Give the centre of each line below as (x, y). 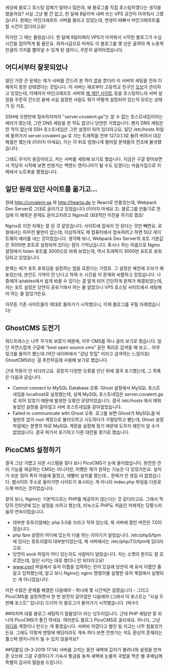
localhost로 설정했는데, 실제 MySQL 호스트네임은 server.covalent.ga (95, 395)
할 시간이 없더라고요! (25, 26)
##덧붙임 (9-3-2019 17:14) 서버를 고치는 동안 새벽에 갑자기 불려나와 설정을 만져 (83, 650)
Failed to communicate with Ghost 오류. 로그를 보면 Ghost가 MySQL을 (84, 413)
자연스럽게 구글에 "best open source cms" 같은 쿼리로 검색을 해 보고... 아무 (85, 347)
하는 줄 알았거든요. (29, 293)
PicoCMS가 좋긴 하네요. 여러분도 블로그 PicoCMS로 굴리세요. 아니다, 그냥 (87, 620)
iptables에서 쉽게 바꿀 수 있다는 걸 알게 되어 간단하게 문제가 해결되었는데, (91, 281)
